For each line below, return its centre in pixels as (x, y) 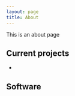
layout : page (22, 12)
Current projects (38, 53)
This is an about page (33, 34)
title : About (22, 17)
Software (24, 87)
